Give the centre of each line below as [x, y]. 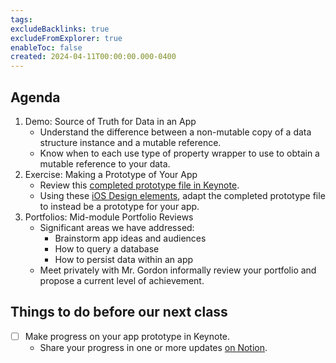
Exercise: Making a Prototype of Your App [111, 174]
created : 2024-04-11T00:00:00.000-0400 [93, 57]
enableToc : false [46, 47]
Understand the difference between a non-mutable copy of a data [175, 132]
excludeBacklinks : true [60, 29]
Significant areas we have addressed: [117, 227]
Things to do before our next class [119, 312]
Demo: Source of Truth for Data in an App [110, 121]
